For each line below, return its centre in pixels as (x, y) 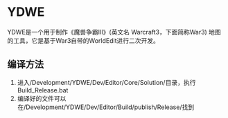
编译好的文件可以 (42, 98)
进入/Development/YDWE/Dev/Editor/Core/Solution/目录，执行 (106, 82)
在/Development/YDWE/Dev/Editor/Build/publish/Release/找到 (106, 107)
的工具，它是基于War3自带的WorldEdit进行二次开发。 (83, 40)
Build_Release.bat (43, 90)
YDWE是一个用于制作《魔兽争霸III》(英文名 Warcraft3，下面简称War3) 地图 (114, 32)
